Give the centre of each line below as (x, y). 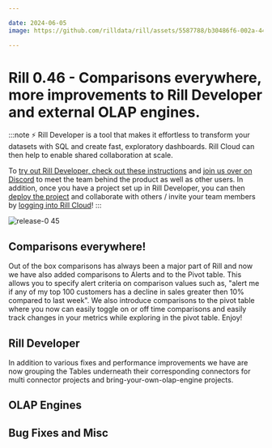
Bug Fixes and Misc (59, 433)
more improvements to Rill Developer (136, 95)
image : (19, 30)
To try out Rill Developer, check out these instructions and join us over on (130, 171)
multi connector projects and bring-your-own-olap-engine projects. (121, 380)
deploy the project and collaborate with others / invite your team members (132, 197)
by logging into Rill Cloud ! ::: (55, 205)
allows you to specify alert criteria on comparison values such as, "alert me (134, 284)
